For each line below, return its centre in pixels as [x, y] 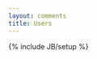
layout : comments [38, 16]
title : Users [30, 23]
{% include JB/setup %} [48, 46]
